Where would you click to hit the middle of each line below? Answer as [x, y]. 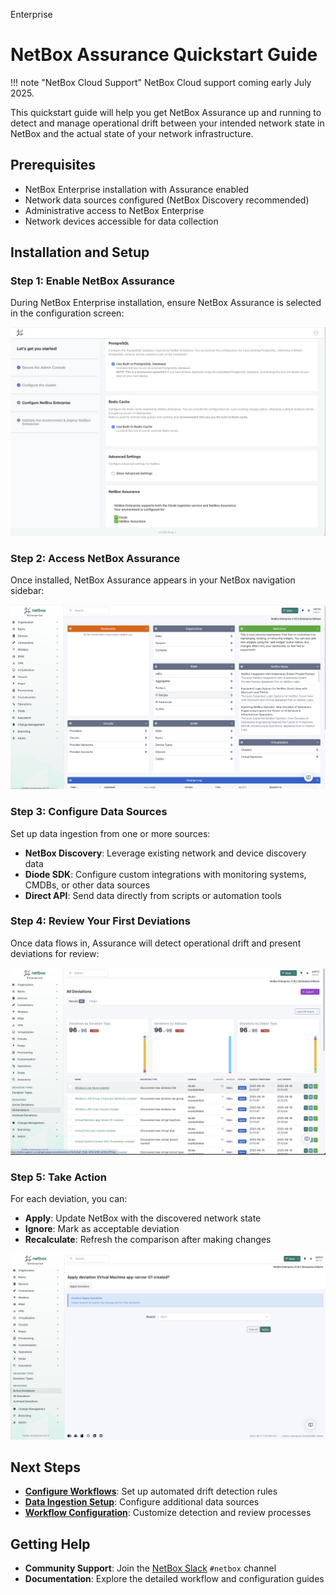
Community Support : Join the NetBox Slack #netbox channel [150, 1568]
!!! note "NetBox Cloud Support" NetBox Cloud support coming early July [161, 82]
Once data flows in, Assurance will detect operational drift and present [156, 943]
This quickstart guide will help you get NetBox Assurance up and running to [166, 112]
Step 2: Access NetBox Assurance [95, 559]
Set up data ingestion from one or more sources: [110, 833]
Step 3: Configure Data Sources [89, 812]
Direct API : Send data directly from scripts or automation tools [153, 895]
